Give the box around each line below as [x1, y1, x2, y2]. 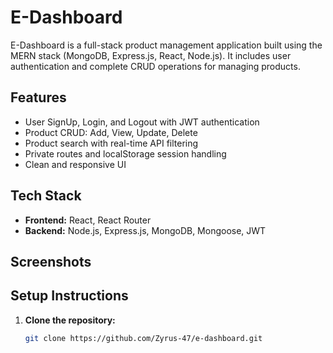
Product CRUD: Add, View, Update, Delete [24, 126, 198, 138]
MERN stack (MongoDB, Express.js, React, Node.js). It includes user [10, 49, 292, 61]
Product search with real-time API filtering [24, 137, 199, 149]
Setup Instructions [10, 287, 129, 305]
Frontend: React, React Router [24, 214, 152, 226]
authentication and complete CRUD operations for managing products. [10, 60, 301, 72]
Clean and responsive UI [24, 158, 127, 170]
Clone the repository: [24, 314, 116, 326]
